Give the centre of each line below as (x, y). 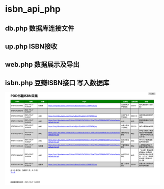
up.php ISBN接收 (31, 46)
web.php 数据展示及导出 (42, 65)
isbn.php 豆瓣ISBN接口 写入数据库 (57, 83)
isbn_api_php (33, 9)
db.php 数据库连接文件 (40, 28)
